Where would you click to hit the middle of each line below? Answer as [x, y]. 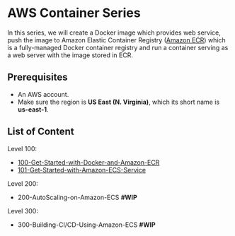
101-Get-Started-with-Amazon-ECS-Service [82, 170]
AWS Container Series [74, 13]
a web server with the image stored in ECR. [70, 55]
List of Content [41, 132]
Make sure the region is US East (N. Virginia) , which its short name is [119, 102]
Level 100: [22, 148]
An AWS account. [43, 94]
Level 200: [23, 183]
